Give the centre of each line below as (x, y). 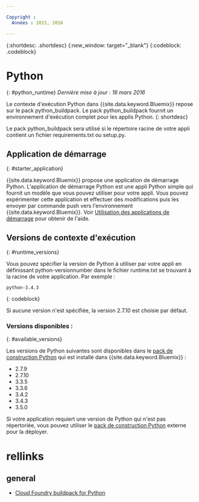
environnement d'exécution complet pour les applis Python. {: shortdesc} (97, 117)
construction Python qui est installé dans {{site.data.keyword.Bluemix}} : (96, 357)
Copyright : (21, 17)
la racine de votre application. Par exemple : (61, 277)
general (21, 478)
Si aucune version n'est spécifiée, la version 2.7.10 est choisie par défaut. (97, 310)
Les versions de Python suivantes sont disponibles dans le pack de (90, 351)
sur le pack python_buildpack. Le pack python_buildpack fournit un (90, 111)
